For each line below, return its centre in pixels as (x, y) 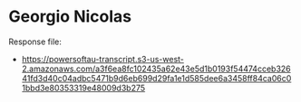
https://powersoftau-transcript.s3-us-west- (103, 59)
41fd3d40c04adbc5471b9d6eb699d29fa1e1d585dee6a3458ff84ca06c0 (156, 78)
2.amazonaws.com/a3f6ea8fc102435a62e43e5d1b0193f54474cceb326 (156, 69)
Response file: (35, 42)
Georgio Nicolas (70, 17)
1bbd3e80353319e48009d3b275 (83, 88)
